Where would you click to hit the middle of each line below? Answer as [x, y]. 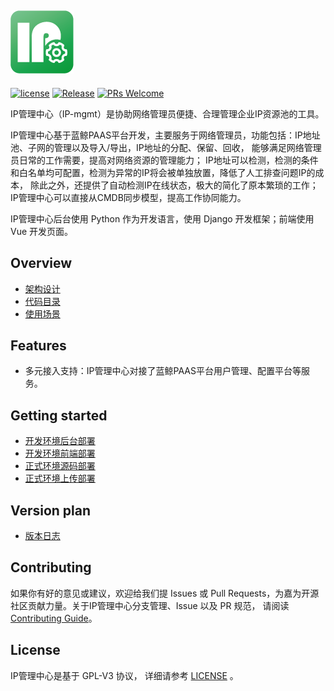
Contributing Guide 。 [54, 618]
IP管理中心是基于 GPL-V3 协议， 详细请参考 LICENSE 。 [124, 675]
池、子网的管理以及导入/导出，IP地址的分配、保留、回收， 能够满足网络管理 [166, 147]
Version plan [51, 510]
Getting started [59, 415]
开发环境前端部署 [60, 453]
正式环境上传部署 [60, 478]
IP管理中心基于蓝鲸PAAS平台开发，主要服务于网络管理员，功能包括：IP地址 [165, 135]
